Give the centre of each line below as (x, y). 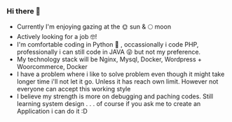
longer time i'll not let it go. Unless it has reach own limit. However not (117, 82)
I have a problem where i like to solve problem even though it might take (121, 74)
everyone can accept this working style (74, 89)
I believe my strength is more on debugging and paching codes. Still (115, 96)
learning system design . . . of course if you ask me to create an (109, 104)
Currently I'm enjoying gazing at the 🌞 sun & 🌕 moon (94, 26)
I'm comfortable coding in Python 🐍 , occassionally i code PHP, (108, 45)
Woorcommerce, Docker (52, 67)
